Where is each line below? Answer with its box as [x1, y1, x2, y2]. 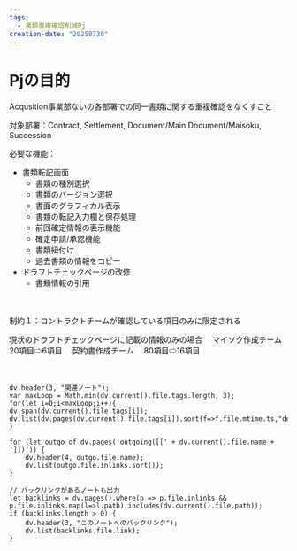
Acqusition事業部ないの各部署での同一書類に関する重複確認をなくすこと [9, 101, 272, 112]
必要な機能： [9, 148, 56, 159]
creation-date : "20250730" [9, 29, 109, 38]
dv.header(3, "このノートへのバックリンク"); [25, 519, 179, 528]
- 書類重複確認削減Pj [17, 21, 87, 30]
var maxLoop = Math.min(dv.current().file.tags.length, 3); [9, 392, 236, 400]
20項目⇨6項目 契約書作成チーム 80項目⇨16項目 [9, 345, 201, 356]
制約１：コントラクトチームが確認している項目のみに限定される [9, 315, 241, 326]
